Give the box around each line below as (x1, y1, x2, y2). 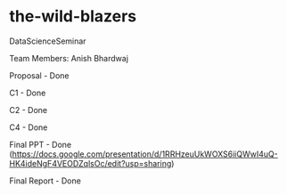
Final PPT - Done (9, 139, 72, 150)
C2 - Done (9, 104, 48, 115)
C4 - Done (9, 122, 48, 133)
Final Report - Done (9, 175, 82, 186)
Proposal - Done (9, 69, 70, 81)
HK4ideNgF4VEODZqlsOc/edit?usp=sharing (9, 158, 172, 168)
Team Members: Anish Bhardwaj (9, 53, 129, 63)
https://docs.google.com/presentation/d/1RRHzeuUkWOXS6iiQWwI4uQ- (12, 149, 278, 159)
